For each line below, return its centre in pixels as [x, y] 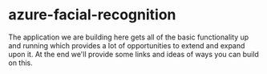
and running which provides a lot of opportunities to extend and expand [127, 45]
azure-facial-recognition [92, 15]
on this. [21, 63]
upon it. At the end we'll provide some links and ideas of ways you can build [133, 54]
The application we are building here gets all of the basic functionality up [129, 37]
